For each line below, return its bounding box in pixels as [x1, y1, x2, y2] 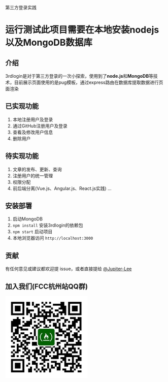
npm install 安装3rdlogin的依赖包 [12, 222, 83, 229]
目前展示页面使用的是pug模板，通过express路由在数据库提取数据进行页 [14, 79, 163, 85]
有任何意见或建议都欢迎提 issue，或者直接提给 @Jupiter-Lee [5, 266, 132, 272]
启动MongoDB [12, 216, 43, 222]
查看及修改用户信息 [12, 129, 53, 135]
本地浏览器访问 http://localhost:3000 [12, 235, 93, 241]
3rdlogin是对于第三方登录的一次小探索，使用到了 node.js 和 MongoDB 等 [5, 73, 154, 79]
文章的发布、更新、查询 [12, 166, 62, 172]
